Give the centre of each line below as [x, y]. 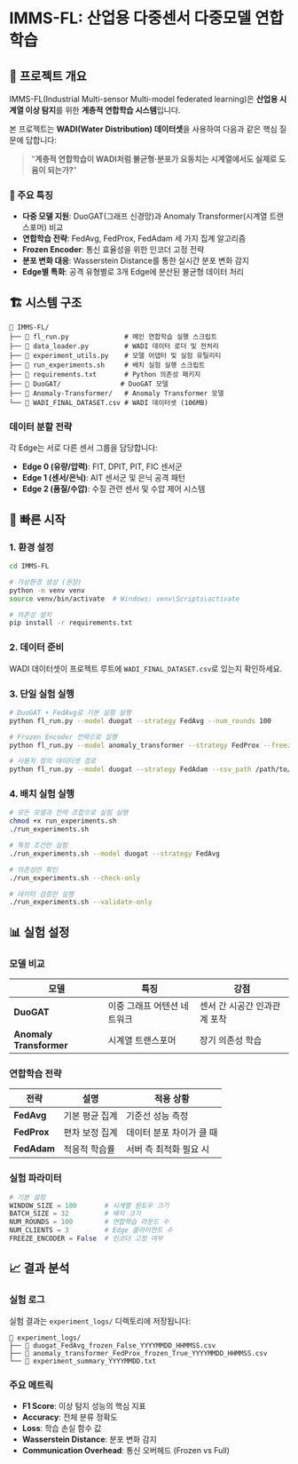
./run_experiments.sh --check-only [75, 878]
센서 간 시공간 [227, 1006]
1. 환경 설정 [31, 547]
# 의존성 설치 [31, 615]
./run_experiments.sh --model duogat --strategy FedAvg [114, 854]
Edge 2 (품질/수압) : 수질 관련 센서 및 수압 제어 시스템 [114, 489]
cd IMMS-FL [29, 566]
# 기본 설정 [27, 1197]
